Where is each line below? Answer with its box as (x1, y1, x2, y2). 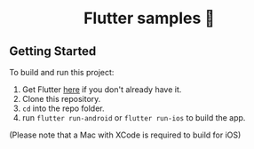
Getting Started (9, 43, 97, 59)
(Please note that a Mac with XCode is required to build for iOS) (9, 129, 242, 140)
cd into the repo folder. (21, 103, 105, 114)
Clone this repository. (21, 94, 101, 104)
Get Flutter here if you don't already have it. (21, 84, 182, 95)
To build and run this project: (9, 67, 115, 77)
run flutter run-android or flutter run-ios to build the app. (21, 113, 246, 122)
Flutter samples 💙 (83, 8, 216, 28)
